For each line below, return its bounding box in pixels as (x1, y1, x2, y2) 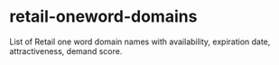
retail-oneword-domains (9, 6, 198, 27)
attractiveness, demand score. (9, 45, 123, 56)
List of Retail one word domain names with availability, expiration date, (9, 36, 271, 47)
